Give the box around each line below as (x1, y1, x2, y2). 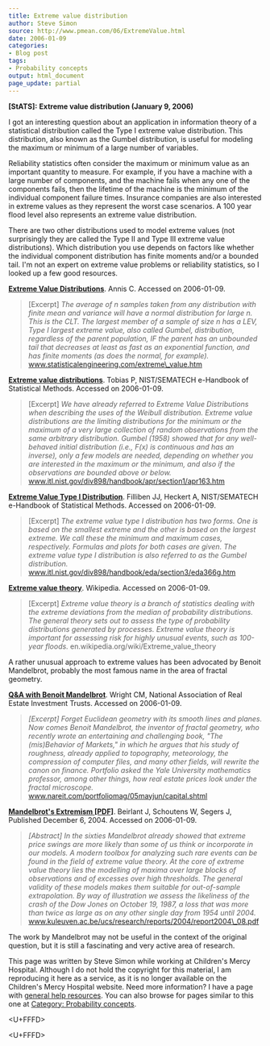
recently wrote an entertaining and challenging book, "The (27, 731, 223, 741)
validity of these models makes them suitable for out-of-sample (27, 882, 240, 891)
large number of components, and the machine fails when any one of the (8, 175, 251, 185)
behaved (27, 442, 58, 451)
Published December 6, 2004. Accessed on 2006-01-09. (8, 815, 197, 824)
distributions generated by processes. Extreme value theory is (27, 624, 235, 633)
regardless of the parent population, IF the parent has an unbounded (27, 334, 258, 343)
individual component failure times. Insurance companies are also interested (8, 193, 262, 202)
